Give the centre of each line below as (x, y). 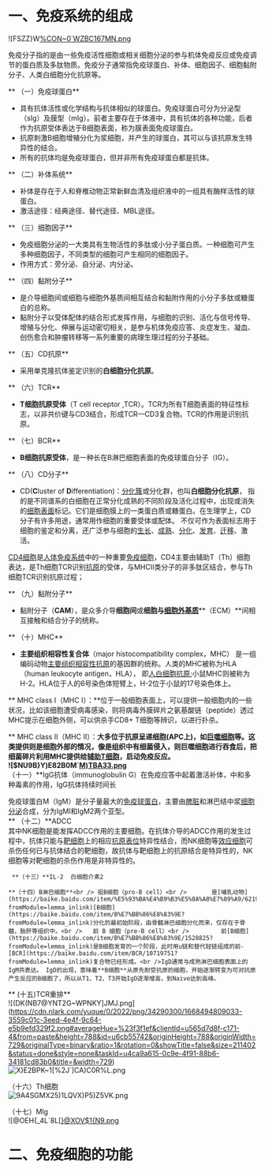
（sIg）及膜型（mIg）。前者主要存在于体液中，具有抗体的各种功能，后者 (136, 118)
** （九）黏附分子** (40, 594)
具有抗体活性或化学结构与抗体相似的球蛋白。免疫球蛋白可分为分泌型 (130, 108)
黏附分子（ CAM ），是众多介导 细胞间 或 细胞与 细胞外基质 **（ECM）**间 (134, 610)
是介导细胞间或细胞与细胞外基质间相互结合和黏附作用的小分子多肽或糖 (134, 298)
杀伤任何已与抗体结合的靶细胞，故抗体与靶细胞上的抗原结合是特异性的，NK (131, 850)
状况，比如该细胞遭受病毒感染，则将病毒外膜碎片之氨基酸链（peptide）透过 (131, 710)
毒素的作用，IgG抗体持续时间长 (65, 784)
